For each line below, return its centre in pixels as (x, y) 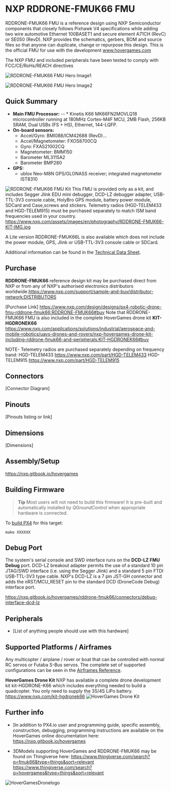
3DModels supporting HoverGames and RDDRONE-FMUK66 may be (84, 751)
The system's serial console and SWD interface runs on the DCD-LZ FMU (82, 560)
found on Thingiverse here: (41, 756)
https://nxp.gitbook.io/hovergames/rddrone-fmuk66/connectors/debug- (81, 597)
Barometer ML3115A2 (43, 157)
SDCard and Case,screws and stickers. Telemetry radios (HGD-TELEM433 (83, 205)
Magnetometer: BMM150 (46, 152)
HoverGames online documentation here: (56, 736)
